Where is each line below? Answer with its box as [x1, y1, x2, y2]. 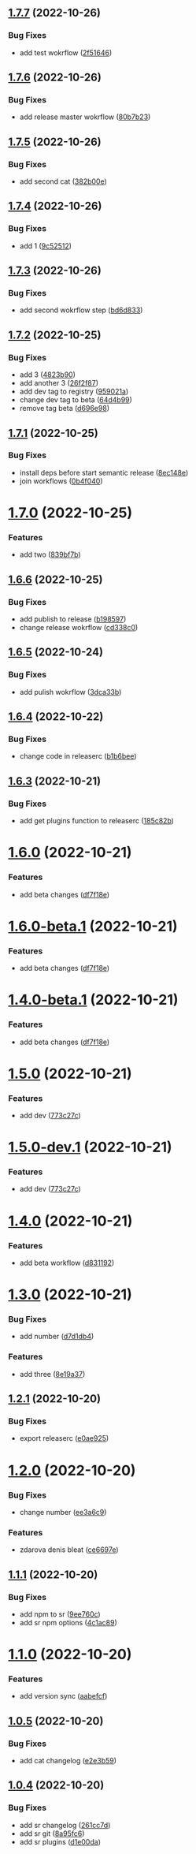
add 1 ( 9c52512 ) [19, 241, 72, 251]
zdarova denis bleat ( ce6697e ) [19, 1545, 120, 1554]
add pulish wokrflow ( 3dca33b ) [19, 687, 122, 696]
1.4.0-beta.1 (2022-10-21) [8, 991, 179, 1009]
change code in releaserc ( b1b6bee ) [19, 752, 137, 761]
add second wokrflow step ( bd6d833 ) [19, 305, 143, 315]
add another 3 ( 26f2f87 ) [19, 379, 99, 388]
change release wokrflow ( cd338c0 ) [19, 622, 139, 632]
